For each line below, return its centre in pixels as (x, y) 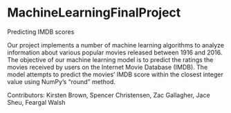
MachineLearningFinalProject (94, 13)
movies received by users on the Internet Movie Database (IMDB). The (108, 67)
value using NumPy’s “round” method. (62, 81)
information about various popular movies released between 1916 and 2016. (115, 52)
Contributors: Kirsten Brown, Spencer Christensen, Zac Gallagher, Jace (109, 95)
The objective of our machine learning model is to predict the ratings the (110, 59)
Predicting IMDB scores (41, 32)
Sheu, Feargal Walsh (36, 102)
